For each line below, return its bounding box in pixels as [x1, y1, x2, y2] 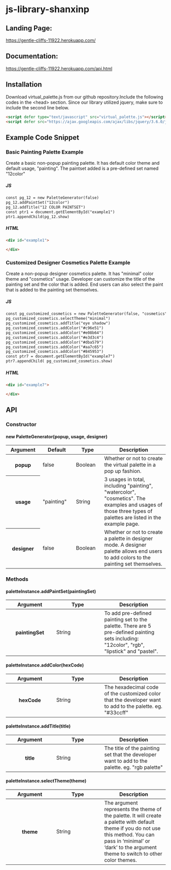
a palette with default [104, 818, 155, 825]
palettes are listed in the [104, 514, 161, 521]
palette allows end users [104, 548, 162, 555]
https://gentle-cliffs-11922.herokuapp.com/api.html [6, 65, 113, 72]
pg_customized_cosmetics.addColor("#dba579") [6, 340, 104, 345]
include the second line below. [6, 104, 70, 110]
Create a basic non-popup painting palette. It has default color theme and [6, 160, 160, 166]
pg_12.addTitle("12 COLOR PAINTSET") [6, 204, 86, 209]
